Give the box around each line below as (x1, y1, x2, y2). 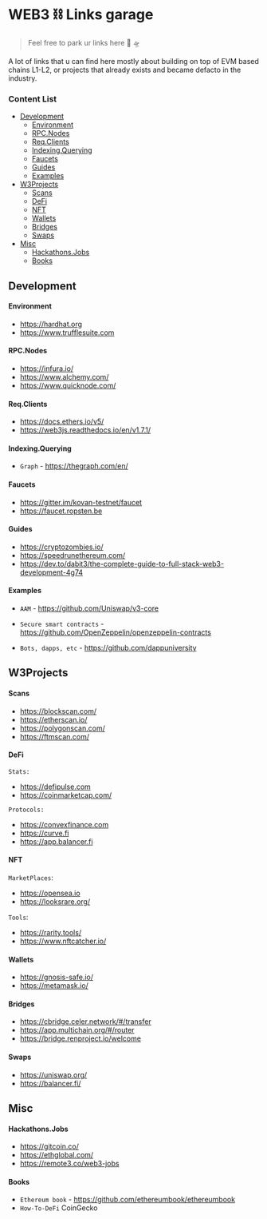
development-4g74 (19, 568, 84, 577)
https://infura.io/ (19, 364, 74, 373)
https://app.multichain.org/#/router (19, 1026, 135, 1035)
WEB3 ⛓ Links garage (8, 6, 154, 24)
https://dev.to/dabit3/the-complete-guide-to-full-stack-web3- (19, 559, 225, 568)
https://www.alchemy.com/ (19, 372, 109, 382)
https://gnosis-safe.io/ (19, 972, 94, 982)
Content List (8, 93, 57, 104)
